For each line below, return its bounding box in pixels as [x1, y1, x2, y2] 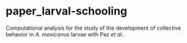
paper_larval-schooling [5, 4, 128, 18]
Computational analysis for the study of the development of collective [5, 24, 182, 31]
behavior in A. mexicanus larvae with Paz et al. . [5, 30, 125, 38]
